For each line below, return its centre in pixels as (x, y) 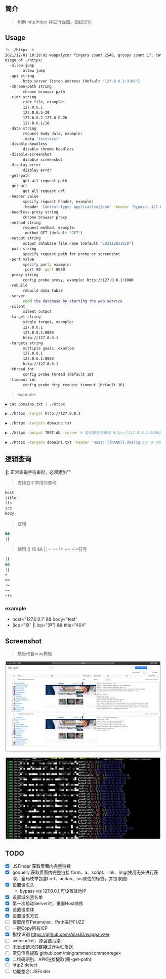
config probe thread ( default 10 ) (58, 374)
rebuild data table (43, 290)
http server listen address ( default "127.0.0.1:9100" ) (82, 81)
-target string (25, 317)
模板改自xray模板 (35, 653)
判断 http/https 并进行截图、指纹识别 (55, 22)
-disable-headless (29, 144)
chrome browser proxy (45, 217)
